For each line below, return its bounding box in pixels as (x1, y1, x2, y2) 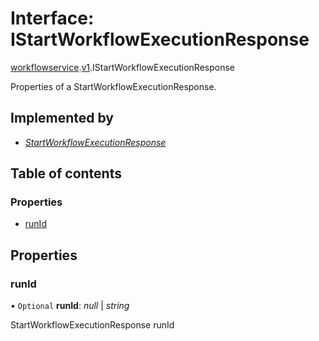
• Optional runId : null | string (10, 300, 130, 312)
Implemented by (10, 110, 114, 127)
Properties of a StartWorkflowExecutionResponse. (10, 80, 217, 92)
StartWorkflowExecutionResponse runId (10, 319, 175, 331)
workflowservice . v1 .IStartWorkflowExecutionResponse (10, 61, 236, 73)
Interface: (10, 7, 95, 30)
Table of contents (10, 165, 122, 182)
